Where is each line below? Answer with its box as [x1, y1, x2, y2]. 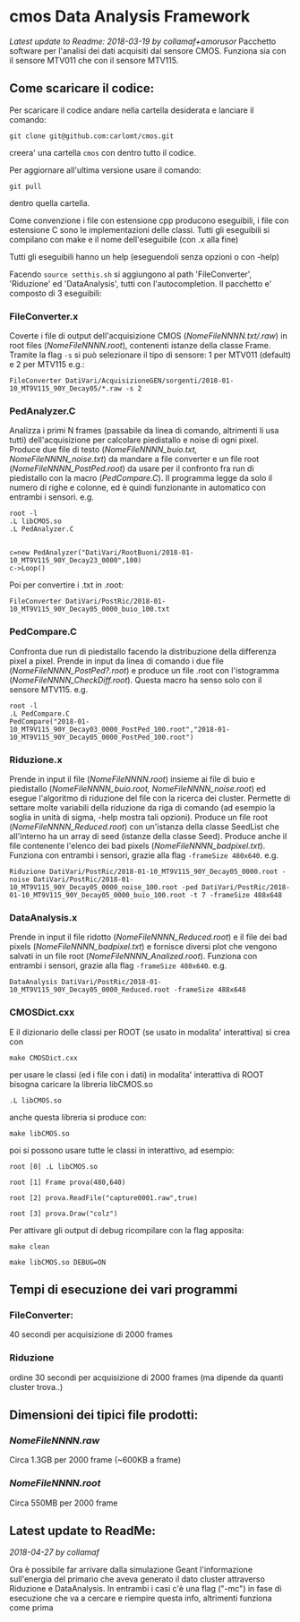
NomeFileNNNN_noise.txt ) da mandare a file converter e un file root [9, 454, 260, 465]
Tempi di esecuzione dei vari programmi [9, 1282, 238, 1297]
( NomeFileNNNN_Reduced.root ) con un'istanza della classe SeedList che [9, 821, 279, 832]
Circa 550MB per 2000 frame [9, 1498, 118, 1508]
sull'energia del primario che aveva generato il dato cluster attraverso [9, 1574, 266, 1584]
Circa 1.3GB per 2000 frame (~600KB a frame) [9, 1455, 182, 1465]
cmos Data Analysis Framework [9, 6, 251, 27]
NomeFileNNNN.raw [9, 1434, 100, 1446]
